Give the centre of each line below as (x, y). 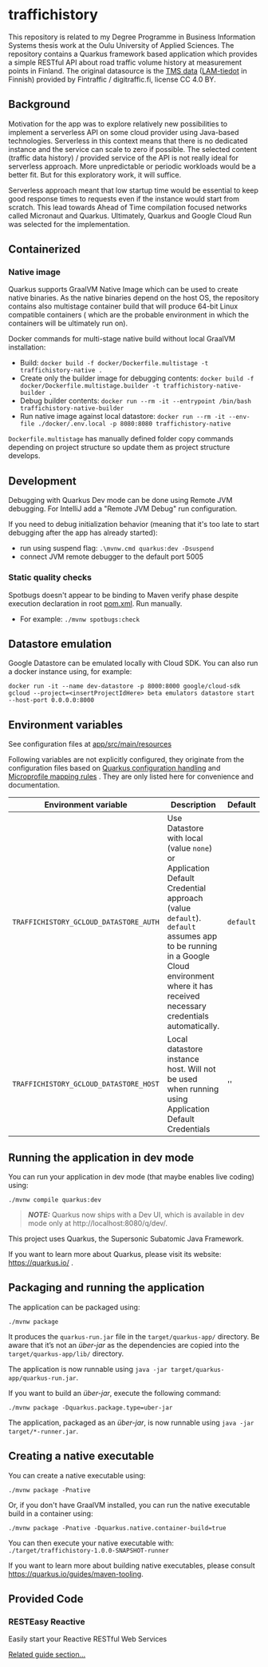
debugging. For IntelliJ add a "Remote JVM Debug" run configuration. (123, 508)
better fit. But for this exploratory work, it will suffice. (95, 174)
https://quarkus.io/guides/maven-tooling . (76, 1573)
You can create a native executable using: (77, 1475)
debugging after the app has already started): (83, 532)
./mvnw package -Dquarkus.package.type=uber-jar (91, 1408)
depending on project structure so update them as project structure (119, 447)
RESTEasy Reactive (47, 1621)
